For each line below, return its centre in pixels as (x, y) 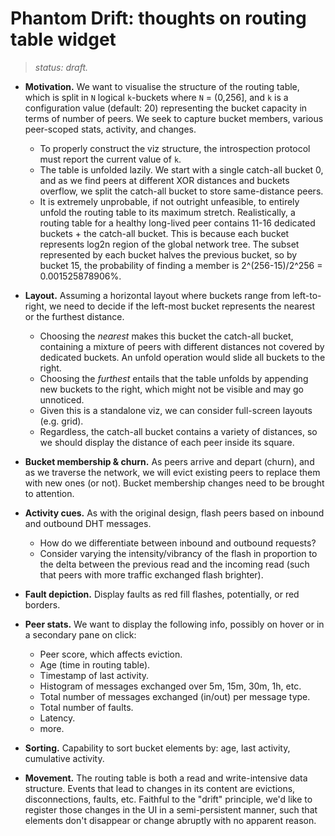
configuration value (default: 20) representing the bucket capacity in (166, 108)
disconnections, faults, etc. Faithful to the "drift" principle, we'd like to (168, 799)
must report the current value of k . (110, 159)
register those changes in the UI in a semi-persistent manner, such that (171, 809)
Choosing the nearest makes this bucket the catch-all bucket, (166, 336)
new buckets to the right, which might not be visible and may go (171, 389)
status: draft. (61, 67)
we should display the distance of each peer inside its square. (167, 442)
